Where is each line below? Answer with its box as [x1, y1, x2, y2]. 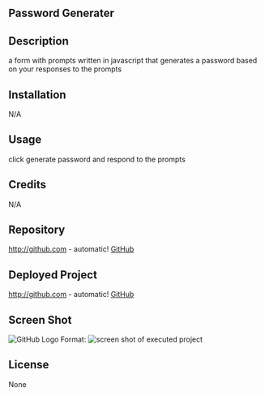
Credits [8, 178, 47, 192]
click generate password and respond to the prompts [8, 154, 186, 164]
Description [8, 34, 69, 48]
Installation [8, 88, 66, 101]
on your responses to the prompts [8, 64, 122, 74]
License [8, 358, 49, 372]
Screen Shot [8, 312, 72, 327]
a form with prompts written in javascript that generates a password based [8, 56, 258, 66]
